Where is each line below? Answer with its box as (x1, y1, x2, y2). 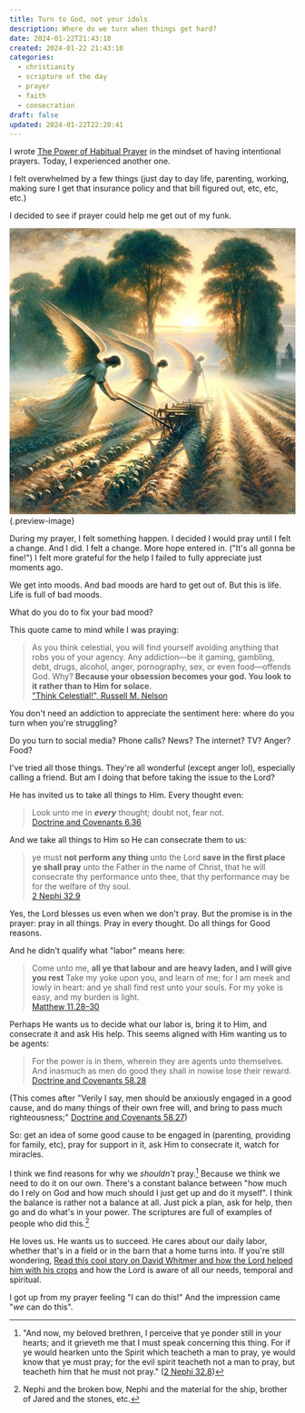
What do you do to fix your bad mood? (9, 607, 153, 618)
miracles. (9, 1149, 44, 1160)
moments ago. (9, 562, 64, 573)
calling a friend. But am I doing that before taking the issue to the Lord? (9, 772, 275, 783)
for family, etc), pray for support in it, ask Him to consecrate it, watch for (9, 1140, 280, 1151)
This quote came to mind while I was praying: (9, 625, 179, 636)
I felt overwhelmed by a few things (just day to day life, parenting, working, (9, 173, 290, 184)
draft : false (9, 110, 59, 120)
